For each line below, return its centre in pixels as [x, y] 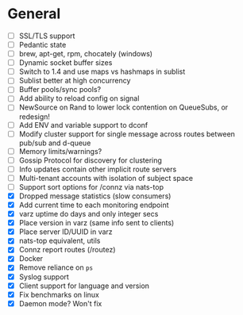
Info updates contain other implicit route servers [98, 169]
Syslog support [44, 277]
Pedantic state [42, 45]
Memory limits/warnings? [60, 151]
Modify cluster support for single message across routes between [127, 134]
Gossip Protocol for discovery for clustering [90, 160]
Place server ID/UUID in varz [66, 232]
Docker [31, 259]
